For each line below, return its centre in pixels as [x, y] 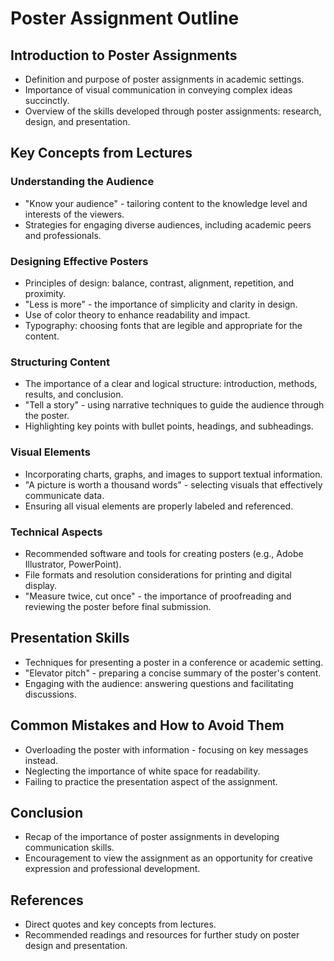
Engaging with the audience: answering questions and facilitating [159, 683]
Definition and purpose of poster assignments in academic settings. [164, 79]
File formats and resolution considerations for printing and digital [158, 574]
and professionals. [63, 235]
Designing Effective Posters [79, 261]
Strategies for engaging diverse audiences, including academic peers [168, 224]
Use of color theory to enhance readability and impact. [137, 314]
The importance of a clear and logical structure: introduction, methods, [171, 384]
